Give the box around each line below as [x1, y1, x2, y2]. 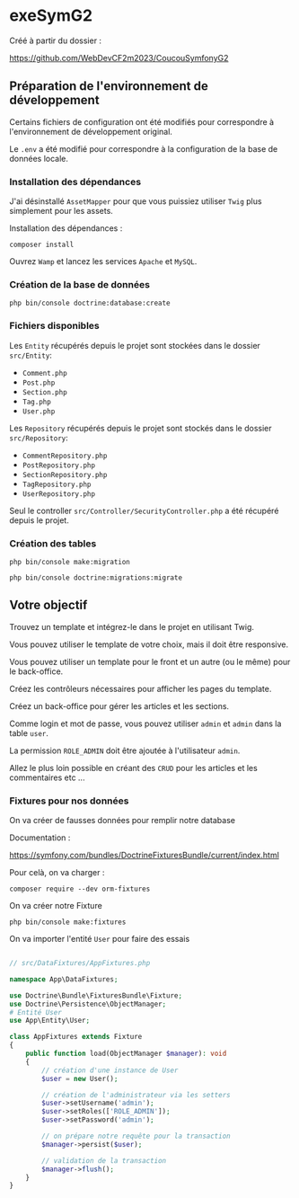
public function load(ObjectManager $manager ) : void [25, 1049, 227, 1059]
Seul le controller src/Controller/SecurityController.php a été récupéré [9, 505, 279, 516]
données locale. [9, 153, 69, 164]
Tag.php [22, 397, 51, 406]
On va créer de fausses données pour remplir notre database [9, 815, 236, 826]
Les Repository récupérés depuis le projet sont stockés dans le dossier [9, 422, 272, 433]
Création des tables [9, 537, 97, 549]
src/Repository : [9, 432, 69, 443]
